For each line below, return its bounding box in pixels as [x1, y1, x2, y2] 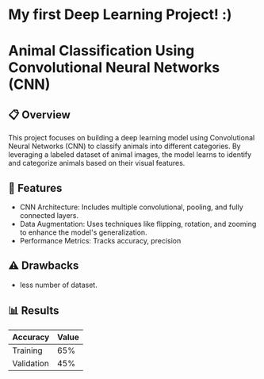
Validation [12, 358, 49, 369]
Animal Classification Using [8, 42, 195, 60]
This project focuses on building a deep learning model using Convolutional [8, 133, 255, 143]
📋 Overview [8, 108, 71, 121]
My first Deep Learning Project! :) [8, 6, 232, 24]
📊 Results [8, 304, 59, 318]
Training [12, 345, 43, 356]
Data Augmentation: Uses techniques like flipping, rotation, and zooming [19, 220, 257, 228]
